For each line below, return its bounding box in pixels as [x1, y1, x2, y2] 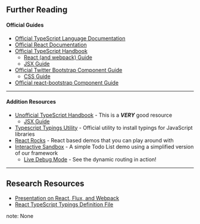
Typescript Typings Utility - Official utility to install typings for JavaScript [14, 124, 193, 131]
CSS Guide [23, 73, 51, 80]
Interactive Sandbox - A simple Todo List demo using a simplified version [14, 143, 194, 150]
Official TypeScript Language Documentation [14, 35, 126, 42]
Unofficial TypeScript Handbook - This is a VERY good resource [14, 111, 173, 119]
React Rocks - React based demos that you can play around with [14, 136, 174, 144]
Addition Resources [6, 98, 57, 105]
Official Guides [6, 21, 44, 29]
